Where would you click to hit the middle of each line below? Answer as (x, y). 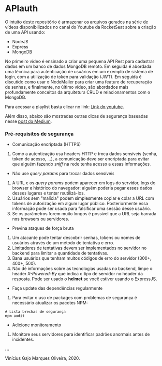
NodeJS (20, 41)
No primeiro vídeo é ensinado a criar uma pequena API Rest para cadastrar (80, 61)
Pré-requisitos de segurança (39, 134)
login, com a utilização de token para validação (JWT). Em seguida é (73, 77)
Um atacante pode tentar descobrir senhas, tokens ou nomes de (76, 238)
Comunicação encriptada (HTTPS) (46, 144)
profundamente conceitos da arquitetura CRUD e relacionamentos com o (78, 92)
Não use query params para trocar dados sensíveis (63, 174)
